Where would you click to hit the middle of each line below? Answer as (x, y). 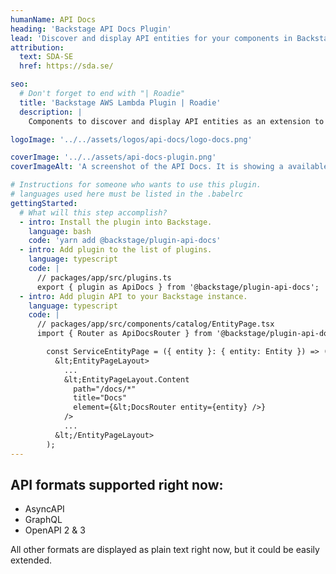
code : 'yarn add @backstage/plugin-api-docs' (125, 241)
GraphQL (43, 520)
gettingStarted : (44, 203)
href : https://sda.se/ (66, 66)
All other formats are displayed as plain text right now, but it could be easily (165, 550)
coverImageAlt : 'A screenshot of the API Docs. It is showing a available (169, 167)
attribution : (37, 47)
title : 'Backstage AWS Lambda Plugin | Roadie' (120, 102)
